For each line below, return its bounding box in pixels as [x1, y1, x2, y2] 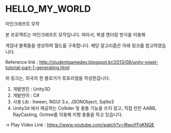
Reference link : [5, 59, 38, 65]
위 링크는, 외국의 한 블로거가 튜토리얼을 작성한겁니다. [5, 75, 110, 81]
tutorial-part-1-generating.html [5, 64, 70, 71]
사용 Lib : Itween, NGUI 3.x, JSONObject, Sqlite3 [12, 98, 114, 105]
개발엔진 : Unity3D [12, 85, 51, 92]
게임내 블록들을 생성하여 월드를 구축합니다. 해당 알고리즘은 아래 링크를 [5, 42, 144, 49]
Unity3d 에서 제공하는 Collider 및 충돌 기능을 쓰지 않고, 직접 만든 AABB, [12, 105, 157, 111]
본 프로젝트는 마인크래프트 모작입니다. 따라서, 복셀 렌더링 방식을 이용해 [5, 31, 145, 37]
